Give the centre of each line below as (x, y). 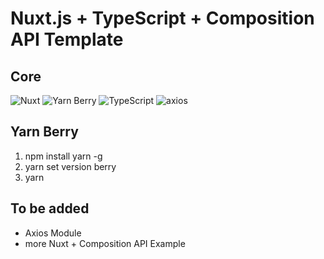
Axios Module (53, 233)
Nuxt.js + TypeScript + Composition (162, 18)
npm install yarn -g (63, 156)
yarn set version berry (70, 166)
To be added (50, 208)
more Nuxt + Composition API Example (105, 243)
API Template (67, 39)
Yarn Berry (44, 132)
